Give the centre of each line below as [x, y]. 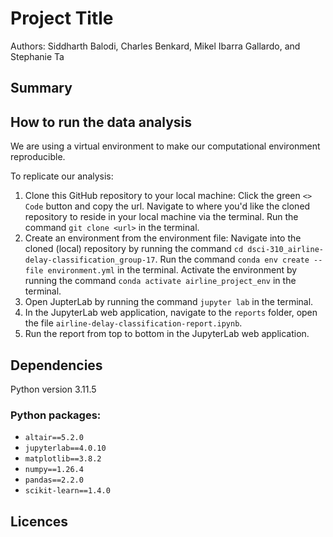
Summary [41, 88]
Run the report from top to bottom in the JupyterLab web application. [167, 334]
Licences [39, 521]
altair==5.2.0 [54, 438]
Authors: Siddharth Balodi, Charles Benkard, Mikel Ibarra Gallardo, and [155, 46]
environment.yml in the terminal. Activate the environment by [172, 270]
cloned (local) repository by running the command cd [134, 249]
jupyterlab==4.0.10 [65, 448]
